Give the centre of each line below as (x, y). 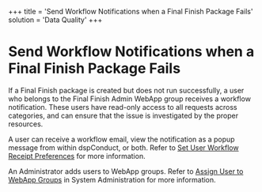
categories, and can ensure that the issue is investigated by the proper (123, 115)
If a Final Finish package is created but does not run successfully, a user (126, 90)
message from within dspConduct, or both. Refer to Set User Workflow (123, 147)
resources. (26, 124)
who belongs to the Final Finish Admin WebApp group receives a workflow (130, 99)
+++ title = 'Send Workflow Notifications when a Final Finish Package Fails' (131, 11)
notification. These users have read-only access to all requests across (123, 107)
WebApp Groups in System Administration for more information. (112, 179)
